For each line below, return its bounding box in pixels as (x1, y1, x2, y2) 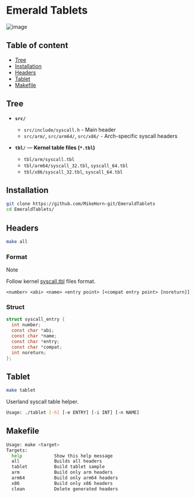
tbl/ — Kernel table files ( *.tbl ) (14, 144, 95, 151)
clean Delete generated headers (11, 486, 118, 492)
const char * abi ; (11, 327, 55, 333)
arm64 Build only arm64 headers (11, 475, 118, 481)
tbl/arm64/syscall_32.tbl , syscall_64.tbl (23, 162, 128, 169)
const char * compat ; (11, 344, 62, 350)
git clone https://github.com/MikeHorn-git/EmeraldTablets (6, 201, 156, 207)
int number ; (11, 322, 42, 328)
